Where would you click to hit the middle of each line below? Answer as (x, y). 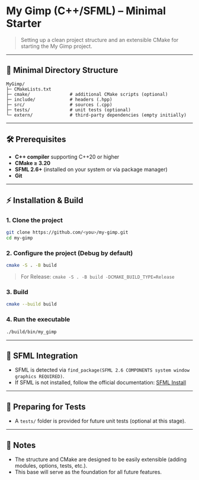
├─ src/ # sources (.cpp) (59, 105)
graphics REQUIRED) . (39, 376)
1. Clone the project (35, 220)
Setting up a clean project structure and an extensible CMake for (99, 40)
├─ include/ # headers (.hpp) (59, 99)
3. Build (17, 292)
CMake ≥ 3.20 (33, 163)
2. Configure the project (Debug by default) (70, 253)
